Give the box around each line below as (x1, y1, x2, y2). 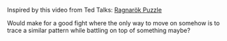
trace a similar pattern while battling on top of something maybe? (7, 27, 191, 34)
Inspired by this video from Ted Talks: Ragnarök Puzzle (7, 6, 162, 14)
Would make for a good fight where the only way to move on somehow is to (7, 19, 220, 27)
